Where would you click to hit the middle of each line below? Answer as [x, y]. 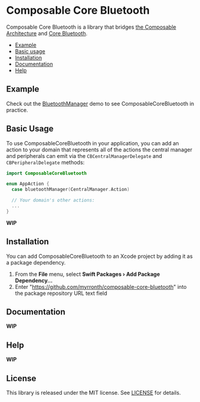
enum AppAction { [28, 184]
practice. [17, 110]
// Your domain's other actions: [53, 200]
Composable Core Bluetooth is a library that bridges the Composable [91, 27]
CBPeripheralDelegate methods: [46, 162]
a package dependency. [36, 262]
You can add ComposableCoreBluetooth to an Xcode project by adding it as [99, 256]
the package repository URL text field [61, 293]
